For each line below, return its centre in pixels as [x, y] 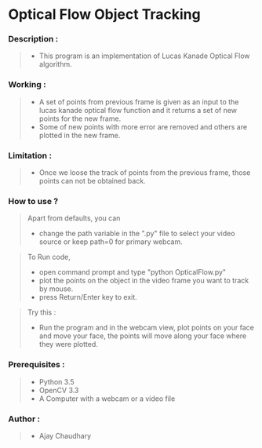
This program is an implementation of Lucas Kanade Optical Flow [144, 56]
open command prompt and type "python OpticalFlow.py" [132, 272]
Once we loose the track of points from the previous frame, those [145, 173]
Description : [33, 39]
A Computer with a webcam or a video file [107, 399]
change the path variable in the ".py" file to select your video [137, 234]
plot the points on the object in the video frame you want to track [144, 281]
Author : [24, 419]
